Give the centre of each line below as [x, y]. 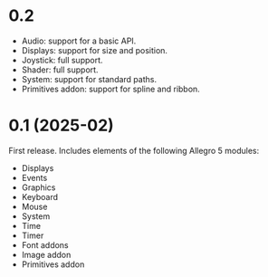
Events [34, 177]
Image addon [46, 254]
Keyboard [40, 196]
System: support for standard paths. [89, 79]
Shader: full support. [60, 70]
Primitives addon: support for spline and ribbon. [110, 89]
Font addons [45, 244]
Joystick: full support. [62, 60]
